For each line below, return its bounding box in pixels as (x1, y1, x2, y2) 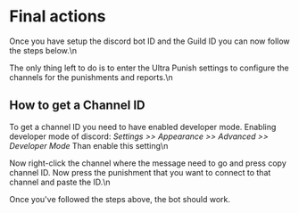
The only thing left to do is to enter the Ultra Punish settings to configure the (9, 62, 290, 73)
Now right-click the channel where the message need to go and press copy (9, 158, 287, 168)
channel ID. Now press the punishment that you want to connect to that (9, 167, 271, 177)
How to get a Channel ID (9, 98, 145, 113)
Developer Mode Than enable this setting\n (9, 140, 169, 151)
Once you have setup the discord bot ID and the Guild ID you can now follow (9, 36, 290, 46)
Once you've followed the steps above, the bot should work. (9, 193, 230, 204)
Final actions (9, 6, 106, 27)
